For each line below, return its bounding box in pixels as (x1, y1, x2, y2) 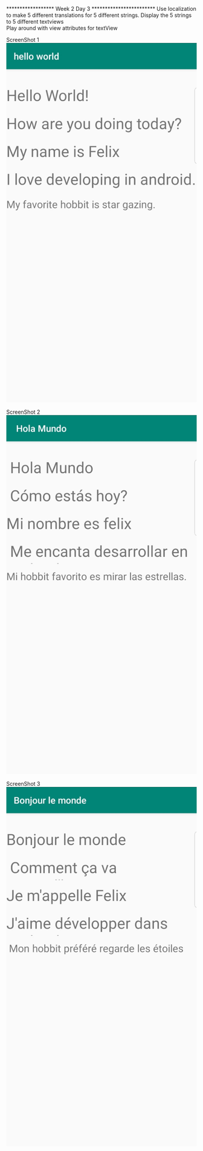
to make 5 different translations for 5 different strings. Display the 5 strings (6, 12, 192, 19)
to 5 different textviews (6, 18, 64, 25)
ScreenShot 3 (6, 780, 40, 788)
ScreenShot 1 (6, 36, 39, 43)
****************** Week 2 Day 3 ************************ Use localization (6, 5, 196, 12)
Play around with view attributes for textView (6, 24, 118, 32)
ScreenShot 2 (6, 408, 40, 416)
